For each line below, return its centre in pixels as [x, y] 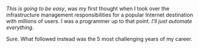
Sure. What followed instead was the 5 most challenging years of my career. [99, 39]
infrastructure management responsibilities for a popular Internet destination [99, 15]
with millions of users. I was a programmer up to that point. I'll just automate [99, 21]
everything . [20, 27]
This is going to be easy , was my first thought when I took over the [88, 9]
